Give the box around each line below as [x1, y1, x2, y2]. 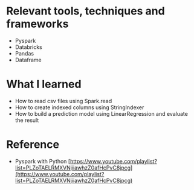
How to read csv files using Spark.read [15, 97, 112, 104]
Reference [6, 138, 59, 151]
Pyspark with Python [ [15, 157, 71, 165]
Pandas [15, 49, 34, 57]
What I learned [6, 77, 82, 91]
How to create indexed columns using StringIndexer [15, 104, 144, 111]
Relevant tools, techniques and [6, 4, 165, 18]
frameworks [6, 17, 69, 31]
